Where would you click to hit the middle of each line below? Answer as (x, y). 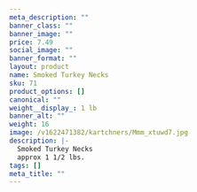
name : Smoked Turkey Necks (59, 75)
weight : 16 (29, 125)
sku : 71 (24, 83)
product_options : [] (47, 91)
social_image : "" (41, 50)
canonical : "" (35, 100)
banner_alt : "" (37, 116)
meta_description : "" (49, 17)
